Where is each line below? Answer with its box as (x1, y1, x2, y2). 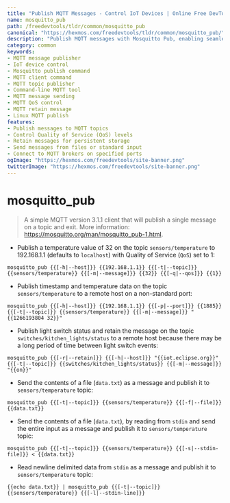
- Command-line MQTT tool (7, 86, 81, 93)
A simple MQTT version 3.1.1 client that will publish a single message (23, 215, 217, 224)
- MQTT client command (7, 73, 72, 81)
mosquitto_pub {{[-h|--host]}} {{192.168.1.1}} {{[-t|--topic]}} (7, 264, 197, 271)
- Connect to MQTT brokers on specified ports (7, 150, 142, 158)
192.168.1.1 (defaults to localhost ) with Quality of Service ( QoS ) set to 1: (16, 250, 216, 259)
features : (7, 118, 36, 126)
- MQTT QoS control (7, 100, 63, 106)
